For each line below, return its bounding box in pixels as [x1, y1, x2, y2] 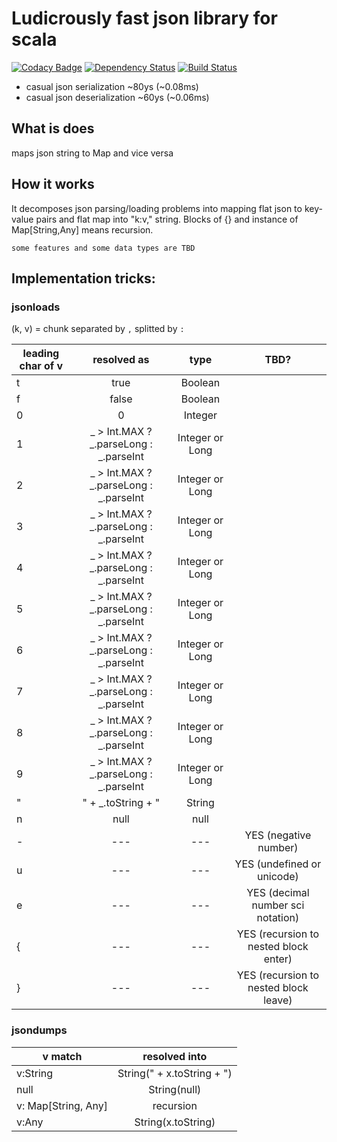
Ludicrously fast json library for [11, 7, 278, 30]
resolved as [92, 353, 150, 367]
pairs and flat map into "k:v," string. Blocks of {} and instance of [35, 213, 299, 225]
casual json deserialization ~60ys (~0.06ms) [25, 91, 210, 103]
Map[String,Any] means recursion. [11, 223, 154, 236]
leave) [263, 993, 293, 1007]
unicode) [256, 870, 299, 884]
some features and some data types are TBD [11, 243, 196, 253]
